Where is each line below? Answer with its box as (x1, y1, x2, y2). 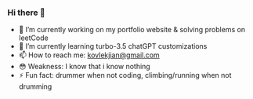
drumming (18, 82, 52, 91)
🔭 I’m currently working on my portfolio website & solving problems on (18, 25, 246, 35)
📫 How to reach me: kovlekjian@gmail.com (18, 50, 160, 60)
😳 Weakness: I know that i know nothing (18, 62, 150, 71)
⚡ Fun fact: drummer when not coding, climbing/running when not (18, 71, 232, 80)
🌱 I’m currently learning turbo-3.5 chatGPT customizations (18, 42, 208, 51)
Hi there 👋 (7, 7, 46, 18)
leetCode (18, 33, 49, 42)
